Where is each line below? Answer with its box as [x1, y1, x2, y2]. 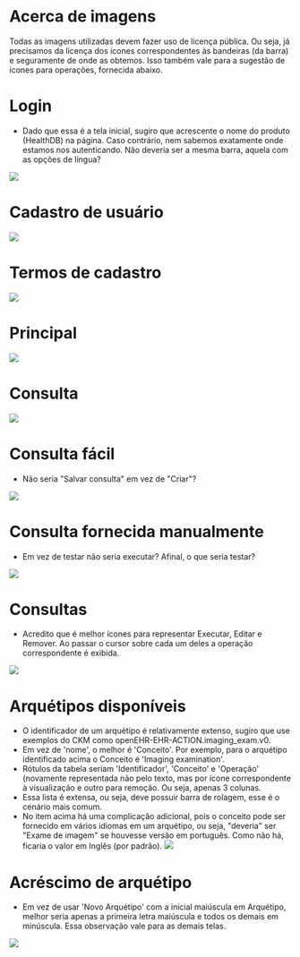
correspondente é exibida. [21, 647, 120, 659]
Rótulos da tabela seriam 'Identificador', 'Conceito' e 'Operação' [21, 764, 260, 774]
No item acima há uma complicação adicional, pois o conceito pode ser [21, 811, 287, 822]
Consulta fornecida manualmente [9, 521, 264, 542]
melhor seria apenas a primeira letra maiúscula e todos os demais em [21, 911, 279, 922]
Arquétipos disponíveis [9, 696, 186, 716]
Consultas [9, 599, 88, 619]
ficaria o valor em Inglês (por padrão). [21, 841, 163, 851]
